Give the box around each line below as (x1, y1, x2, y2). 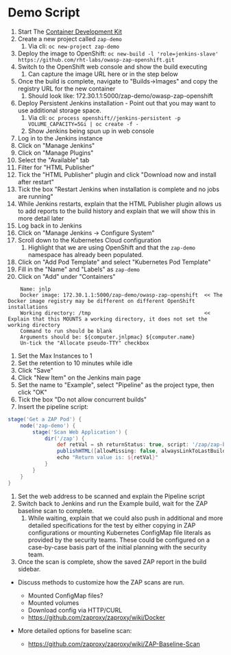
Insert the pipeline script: (17, 402, 88, 410)
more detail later (17, 214, 64, 222)
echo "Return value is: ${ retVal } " (56, 454, 158, 461)
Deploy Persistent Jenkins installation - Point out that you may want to (17, 99, 216, 107)
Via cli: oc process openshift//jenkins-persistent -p (27, 113, 181, 121)
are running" (17, 192, 53, 200)
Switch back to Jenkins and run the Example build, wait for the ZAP (17, 499, 208, 508)
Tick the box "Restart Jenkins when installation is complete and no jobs (17, 185, 220, 193)
